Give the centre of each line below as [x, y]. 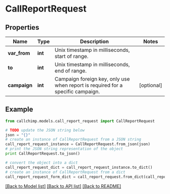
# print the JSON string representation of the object [64, 149]
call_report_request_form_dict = [40, 177]
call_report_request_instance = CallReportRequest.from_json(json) [78, 144]
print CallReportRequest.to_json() [43, 154]
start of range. [72, 56]
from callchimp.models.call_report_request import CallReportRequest [80, 121]
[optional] [151, 85]
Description [94, 42]
